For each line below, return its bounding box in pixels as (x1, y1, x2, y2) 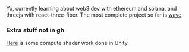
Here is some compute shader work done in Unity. (6, 40, 129, 47)
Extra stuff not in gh (6, 26, 65, 34)
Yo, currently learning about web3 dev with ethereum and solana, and (6, 5, 177, 12)
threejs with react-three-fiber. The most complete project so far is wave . (6, 11, 183, 18)
